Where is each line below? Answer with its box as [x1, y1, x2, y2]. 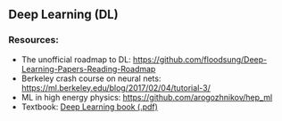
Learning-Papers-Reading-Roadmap [21, 63, 156, 74]
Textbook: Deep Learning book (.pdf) [21, 101, 158, 112]
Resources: [8, 34, 59, 46]
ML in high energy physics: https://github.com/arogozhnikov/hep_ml [21, 92, 273, 102]
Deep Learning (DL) [8, 7, 119, 22]
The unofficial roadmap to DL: [21, 53, 131, 65]
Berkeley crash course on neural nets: [21, 73, 162, 84]
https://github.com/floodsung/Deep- [132, 53, 268, 65]
